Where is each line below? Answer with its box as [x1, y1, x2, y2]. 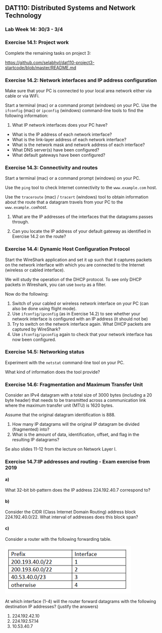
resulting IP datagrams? [12, 437, 59, 443]
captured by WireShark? [12, 326, 60, 332]
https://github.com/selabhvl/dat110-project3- [5, 59, 95, 65]
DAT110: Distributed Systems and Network [5, 4, 136, 12]
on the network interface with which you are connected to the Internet [5, 262, 145, 267]
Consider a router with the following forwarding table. [5, 536, 112, 542]
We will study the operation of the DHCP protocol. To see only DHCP [5, 276, 142, 282]
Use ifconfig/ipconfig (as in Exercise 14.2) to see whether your [12, 311, 141, 316]
